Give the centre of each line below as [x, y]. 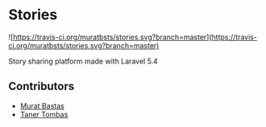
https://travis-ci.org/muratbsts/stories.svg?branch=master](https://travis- [135, 37]
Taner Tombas [44, 114]
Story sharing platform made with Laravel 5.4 [83, 61]
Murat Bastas [42, 105]
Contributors [42, 86]
